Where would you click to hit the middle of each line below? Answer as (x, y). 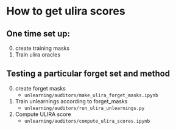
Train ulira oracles (38, 55)
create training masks (42, 48)
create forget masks (40, 88)
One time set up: (38, 34)
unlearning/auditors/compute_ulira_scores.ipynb (87, 121)
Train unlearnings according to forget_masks (71, 101)
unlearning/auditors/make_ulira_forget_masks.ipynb (91, 95)
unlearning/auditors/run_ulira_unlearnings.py (84, 108)
